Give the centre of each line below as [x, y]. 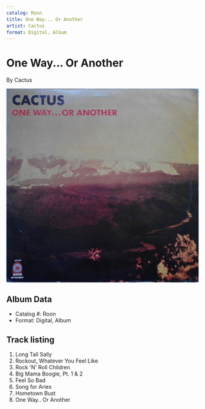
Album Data [29, 299]
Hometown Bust [35, 393]
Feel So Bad [30, 380]
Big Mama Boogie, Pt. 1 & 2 [49, 374]
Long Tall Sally [34, 355]
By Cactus [19, 80]
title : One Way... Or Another [45, 19]
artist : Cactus [26, 26]
